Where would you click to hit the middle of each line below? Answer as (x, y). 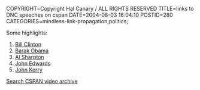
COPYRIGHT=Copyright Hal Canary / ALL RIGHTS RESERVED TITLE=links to (100, 9)
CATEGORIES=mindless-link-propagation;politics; (67, 21)
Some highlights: (27, 33)
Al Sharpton (30, 57)
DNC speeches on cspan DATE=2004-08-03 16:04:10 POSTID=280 (90, 15)
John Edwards (33, 63)
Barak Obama (32, 51)
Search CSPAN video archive (42, 81)
